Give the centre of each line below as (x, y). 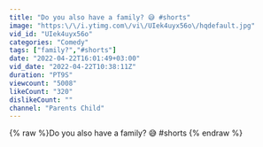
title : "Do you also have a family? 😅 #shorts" (100, 17)
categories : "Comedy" (49, 42)
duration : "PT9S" (41, 75)
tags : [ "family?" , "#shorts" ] (63, 50)
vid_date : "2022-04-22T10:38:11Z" (73, 67)
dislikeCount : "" (41, 100)
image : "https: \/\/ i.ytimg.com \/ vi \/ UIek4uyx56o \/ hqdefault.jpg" (132, 26)
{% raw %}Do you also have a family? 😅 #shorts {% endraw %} (126, 133)
